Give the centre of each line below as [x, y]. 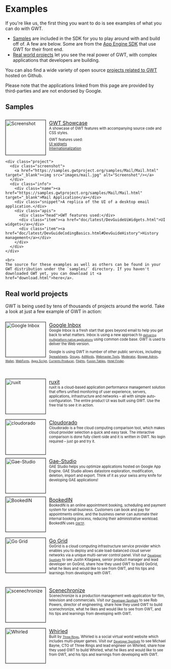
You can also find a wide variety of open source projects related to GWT [81, 70]
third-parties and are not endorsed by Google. [54, 91]
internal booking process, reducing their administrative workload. [104, 519]
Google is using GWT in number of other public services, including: [105, 352]
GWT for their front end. [38, 49]
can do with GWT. [24, 28]
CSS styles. [59, 133]
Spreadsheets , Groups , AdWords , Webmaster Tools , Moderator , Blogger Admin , [104, 356]
